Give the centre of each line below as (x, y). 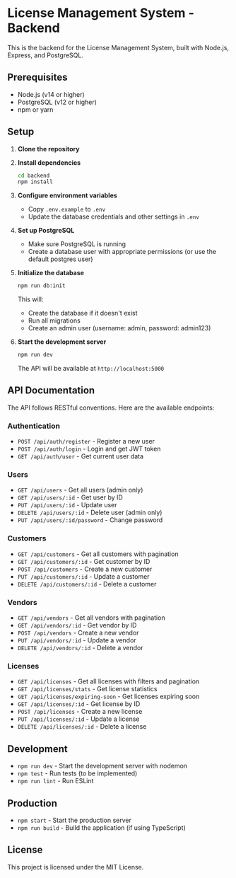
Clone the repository (48, 149)
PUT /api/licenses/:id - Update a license (78, 719)
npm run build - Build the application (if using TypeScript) (101, 827)
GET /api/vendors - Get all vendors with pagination (91, 618)
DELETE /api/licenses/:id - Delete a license (82, 727)
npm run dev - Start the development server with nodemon (102, 766)
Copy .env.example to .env (67, 209)
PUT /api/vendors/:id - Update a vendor (77, 640)
